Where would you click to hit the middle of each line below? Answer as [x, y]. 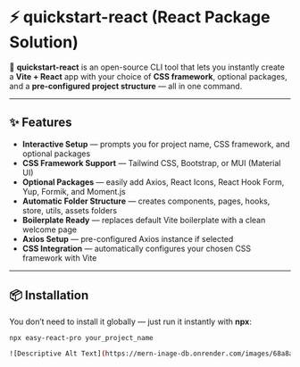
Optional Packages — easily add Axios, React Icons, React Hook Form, [153, 182]
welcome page [50, 229]
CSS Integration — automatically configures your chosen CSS [137, 248]
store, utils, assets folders [70, 210]
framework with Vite [59, 258]
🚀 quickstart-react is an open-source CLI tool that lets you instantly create [147, 67]
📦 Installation [49, 296]
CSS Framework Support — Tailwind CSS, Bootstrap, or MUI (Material [151, 163]
